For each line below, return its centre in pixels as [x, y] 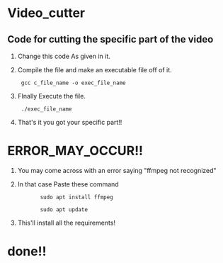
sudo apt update [64, 209]
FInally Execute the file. [52, 96]
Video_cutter [46, 13]
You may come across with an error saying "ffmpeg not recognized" [117, 170]
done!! [27, 251]
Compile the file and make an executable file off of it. [95, 70]
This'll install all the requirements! [66, 223]
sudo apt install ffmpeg [76, 197]
